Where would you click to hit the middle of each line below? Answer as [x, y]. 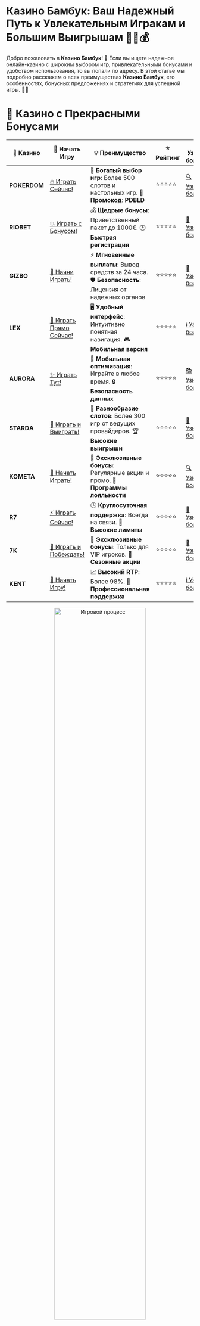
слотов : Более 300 [118, 415]
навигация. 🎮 [110, 339]
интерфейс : [108, 316]
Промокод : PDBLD [117, 200]
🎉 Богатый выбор [116, 170]
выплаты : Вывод [115, 265]
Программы [108, 487]
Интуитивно [108, 324]
